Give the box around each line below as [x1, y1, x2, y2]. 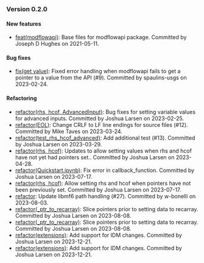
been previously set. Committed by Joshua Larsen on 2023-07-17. [15, 186, 181, 193]
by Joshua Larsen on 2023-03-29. [15, 140, 102, 148]
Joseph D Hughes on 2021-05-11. [15, 40, 99, 48]
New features [6, 20, 41, 27]
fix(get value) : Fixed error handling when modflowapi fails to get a [15, 68, 181, 75]
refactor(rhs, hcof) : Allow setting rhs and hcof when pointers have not [15, 179, 191, 187]
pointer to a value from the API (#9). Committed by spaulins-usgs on [15, 74, 187, 81]
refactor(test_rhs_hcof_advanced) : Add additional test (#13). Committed [15, 134, 195, 142]
